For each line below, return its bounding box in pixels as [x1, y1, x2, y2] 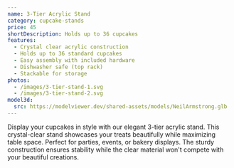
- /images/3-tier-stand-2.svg [14, 90, 103, 97]
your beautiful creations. [7, 152, 80, 161]
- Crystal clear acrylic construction [14, 43, 129, 51]
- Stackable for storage [14, 70, 87, 77]
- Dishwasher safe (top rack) [14, 63, 103, 70]
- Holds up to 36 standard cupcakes [14, 51, 122, 58]
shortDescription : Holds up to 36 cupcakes [7, 30, 139, 38]
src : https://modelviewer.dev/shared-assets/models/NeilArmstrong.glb [14, 103, 228, 110]
